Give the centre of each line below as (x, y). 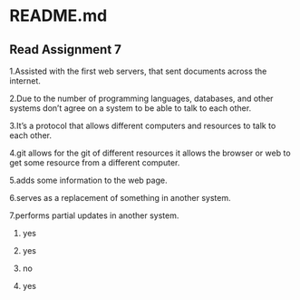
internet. (25, 81)
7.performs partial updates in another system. (94, 215)
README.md (58, 16)
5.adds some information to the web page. (88, 180)
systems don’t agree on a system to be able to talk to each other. (131, 108)
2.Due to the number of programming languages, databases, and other (141, 98)
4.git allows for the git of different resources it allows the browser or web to (150, 153)
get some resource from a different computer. (95, 163)
